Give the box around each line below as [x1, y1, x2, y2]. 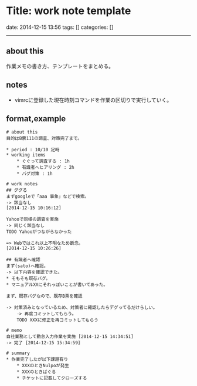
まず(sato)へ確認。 [6, 263, 49, 269]
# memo [6, 328, 22, 334]
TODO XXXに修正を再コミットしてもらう [16, 317, 98, 323]
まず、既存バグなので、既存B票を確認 [6, 293, 83, 300]
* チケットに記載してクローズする [16, 375, 87, 381]
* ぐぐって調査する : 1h [16, 158, 70, 164]
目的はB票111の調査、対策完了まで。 [6, 135, 82, 142]
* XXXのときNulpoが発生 [16, 363, 69, 369]
